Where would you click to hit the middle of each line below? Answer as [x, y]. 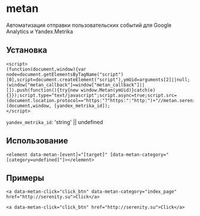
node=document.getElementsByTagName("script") [65, 74]
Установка [27, 50]
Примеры [25, 178]
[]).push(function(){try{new [42, 90]
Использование [37, 141]
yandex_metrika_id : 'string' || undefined [54, 122]
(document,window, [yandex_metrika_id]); [58, 106]
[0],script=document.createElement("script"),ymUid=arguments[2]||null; [98, 79]
